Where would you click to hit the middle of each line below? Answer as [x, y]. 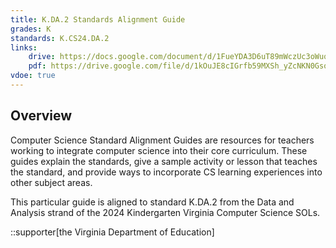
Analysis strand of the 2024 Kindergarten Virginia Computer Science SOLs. [165, 212]
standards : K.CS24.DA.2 [60, 38]
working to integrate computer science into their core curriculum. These [159, 150]
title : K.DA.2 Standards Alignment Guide [98, 19]
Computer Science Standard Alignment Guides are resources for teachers [162, 140]
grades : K [31, 29]
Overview [41, 116]
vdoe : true [33, 76]
